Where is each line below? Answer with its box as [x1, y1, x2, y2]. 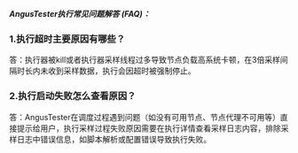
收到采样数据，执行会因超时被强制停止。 [47, 65, 196, 76]
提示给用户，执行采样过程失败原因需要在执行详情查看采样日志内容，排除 [16, 123, 281, 134]
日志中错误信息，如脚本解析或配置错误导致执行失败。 [16, 134, 211, 144]
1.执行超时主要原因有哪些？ [9, 33, 126, 45]
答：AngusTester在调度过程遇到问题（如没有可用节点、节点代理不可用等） [9, 111, 281, 122]
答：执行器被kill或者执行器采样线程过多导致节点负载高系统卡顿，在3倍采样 [9, 55, 281, 65]
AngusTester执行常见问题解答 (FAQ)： [9, 9, 151, 19]
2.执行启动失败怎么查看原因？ [9, 90, 137, 103]
